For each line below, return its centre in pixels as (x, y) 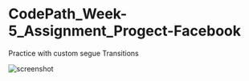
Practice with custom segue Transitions (73, 53)
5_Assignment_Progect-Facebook (124, 31)
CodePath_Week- (68, 14)
